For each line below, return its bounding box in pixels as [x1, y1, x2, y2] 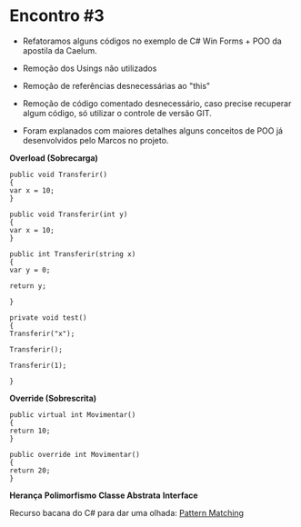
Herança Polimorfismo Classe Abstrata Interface [9, 490, 198, 501]
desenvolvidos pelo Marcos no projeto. [22, 134, 169, 145]
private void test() [9, 313, 88, 323]
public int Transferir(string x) [9, 249, 136, 259]
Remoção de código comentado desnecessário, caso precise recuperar [22, 97, 292, 109]
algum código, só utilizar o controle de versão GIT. [22, 107, 212, 118]
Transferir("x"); [9, 329, 75, 338]
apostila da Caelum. [22, 45, 97, 55]
